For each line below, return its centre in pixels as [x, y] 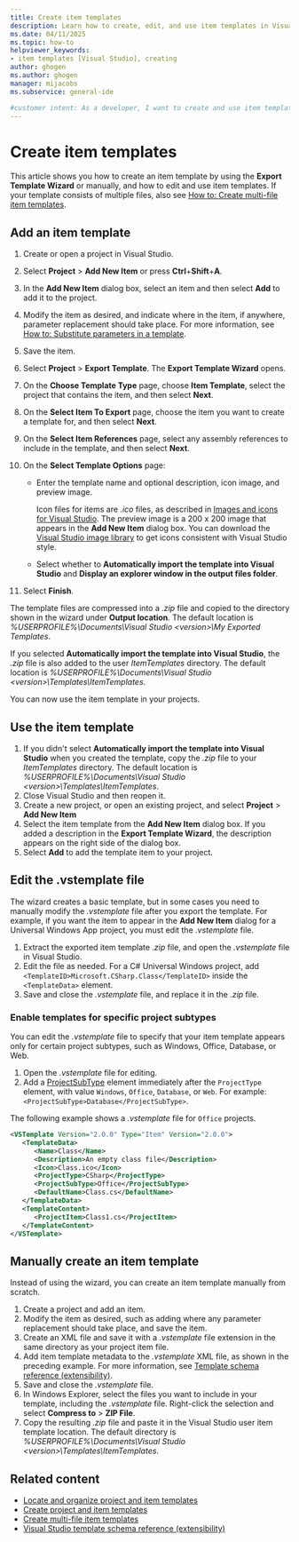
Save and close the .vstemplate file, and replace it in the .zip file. [141, 994]
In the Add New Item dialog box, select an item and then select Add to [151, 289]
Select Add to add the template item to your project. [118, 852]
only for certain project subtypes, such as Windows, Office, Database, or [143, 1046]
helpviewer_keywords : [50, 51]
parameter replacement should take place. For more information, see [149, 324]
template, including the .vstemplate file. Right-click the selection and [148, 1403]
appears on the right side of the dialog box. [102, 843]
